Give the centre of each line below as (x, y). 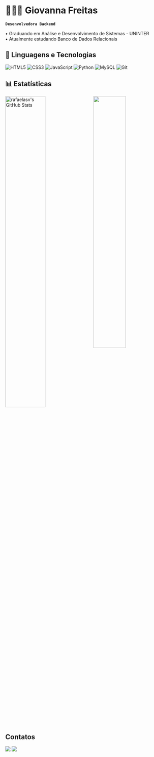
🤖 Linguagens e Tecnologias (51, 55)
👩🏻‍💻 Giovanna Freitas (52, 10)
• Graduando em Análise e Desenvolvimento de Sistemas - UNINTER (77, 33)
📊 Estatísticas (28, 84)
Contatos (20, 737)
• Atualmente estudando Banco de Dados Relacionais (61, 39)
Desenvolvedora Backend (30, 24)
